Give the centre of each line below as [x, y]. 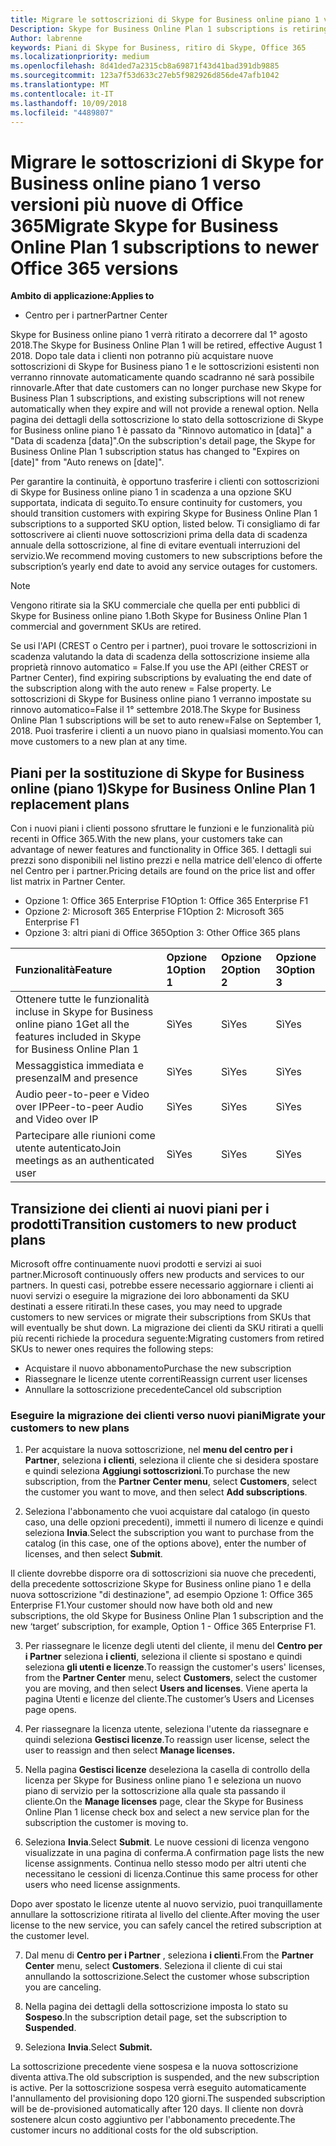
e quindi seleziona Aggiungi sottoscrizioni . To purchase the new [157, 1471]
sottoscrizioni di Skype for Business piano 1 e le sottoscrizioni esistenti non [165, 367]
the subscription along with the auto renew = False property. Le [141, 688]
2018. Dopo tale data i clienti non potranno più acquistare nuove [142, 356]
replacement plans [70, 804]
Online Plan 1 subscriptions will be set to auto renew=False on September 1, [166, 720]
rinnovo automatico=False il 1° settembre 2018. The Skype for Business [155, 710]
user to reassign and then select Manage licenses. [130, 1750]
